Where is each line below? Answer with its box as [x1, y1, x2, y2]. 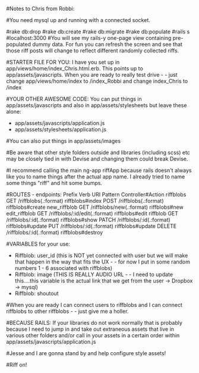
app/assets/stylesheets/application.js [14, 126, 107, 133]
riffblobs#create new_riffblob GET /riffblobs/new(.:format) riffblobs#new [6, 203, 184, 211]
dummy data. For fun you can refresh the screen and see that [32, 41, 183, 48]
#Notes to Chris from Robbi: [6, 5, 75, 12]
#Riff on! [6, 361, 27, 368]
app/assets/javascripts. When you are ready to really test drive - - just [6, 71, 178, 78]
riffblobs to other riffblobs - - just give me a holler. [6, 308, 129, 315]
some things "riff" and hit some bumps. [6, 180, 103, 186]
